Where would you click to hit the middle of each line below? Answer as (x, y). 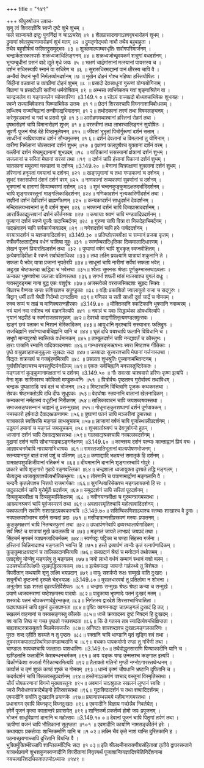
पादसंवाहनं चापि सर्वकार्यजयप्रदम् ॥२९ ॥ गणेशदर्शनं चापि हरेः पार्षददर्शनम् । (77, 228)
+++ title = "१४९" (27, 9)
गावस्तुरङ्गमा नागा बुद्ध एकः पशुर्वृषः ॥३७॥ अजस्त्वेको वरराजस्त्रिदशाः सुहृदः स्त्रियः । (86, 283)
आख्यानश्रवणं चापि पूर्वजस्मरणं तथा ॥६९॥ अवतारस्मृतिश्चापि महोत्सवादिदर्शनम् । (82, 504)
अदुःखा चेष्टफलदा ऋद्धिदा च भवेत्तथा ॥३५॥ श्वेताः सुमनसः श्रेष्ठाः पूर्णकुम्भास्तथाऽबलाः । (89, 269)
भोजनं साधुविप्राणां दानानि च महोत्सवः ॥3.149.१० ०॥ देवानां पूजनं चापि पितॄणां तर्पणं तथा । (93, 717)
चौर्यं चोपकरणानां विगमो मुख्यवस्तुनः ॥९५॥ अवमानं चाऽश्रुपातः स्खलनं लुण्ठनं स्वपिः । (86, 683)
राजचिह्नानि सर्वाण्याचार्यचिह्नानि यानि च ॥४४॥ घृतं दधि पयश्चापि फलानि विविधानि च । (87, 331)
